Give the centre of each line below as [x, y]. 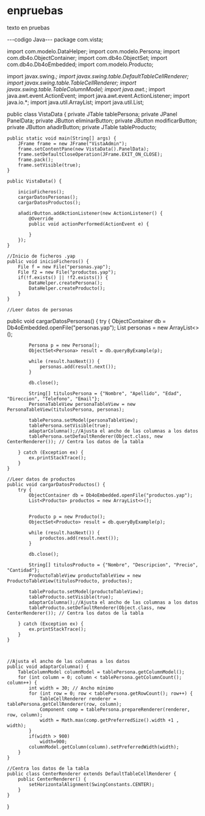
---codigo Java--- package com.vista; [55, 39]
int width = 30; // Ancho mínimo [71, 688]
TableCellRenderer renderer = [78, 698]
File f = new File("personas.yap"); [65, 267]
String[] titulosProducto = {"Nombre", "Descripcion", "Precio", [114, 565]
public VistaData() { [34, 181]
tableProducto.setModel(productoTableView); [86, 591]
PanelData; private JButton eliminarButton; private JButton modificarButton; [102, 121]
